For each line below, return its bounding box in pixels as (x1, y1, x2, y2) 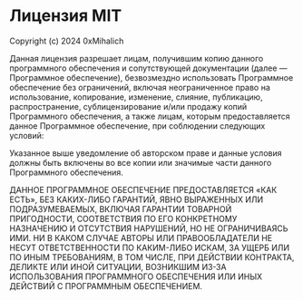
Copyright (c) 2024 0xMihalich (9, 35, 124, 46)
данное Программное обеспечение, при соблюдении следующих (9, 120, 266, 131)
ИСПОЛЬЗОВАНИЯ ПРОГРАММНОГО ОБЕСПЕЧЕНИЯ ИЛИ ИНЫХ (9, 271, 263, 282)
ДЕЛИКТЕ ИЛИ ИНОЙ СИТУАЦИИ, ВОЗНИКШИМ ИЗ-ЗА (9, 261, 227, 272)
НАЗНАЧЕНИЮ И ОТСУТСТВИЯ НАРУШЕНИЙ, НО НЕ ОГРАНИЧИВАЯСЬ (9, 223, 288, 234)
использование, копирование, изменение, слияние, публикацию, (9, 92, 263, 102)
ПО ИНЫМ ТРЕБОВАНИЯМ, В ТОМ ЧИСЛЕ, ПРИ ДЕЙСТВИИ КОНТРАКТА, (9, 251, 295, 263)
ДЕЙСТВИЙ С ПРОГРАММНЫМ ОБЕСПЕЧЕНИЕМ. (9, 280, 202, 291)
